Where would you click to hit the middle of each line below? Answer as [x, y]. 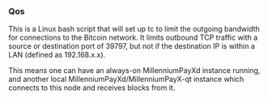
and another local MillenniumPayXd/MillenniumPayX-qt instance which [126, 80]
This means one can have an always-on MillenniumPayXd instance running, [134, 71]
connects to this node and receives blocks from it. [92, 88]
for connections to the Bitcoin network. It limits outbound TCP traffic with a [133, 37]
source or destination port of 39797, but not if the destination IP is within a [132, 46]
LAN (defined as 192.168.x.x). [57, 55]
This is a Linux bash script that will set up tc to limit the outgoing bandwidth [134, 29]
